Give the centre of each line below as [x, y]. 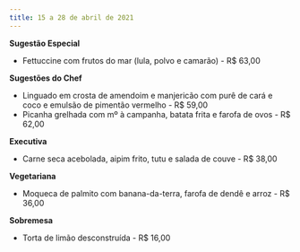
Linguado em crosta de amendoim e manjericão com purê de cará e [147, 95]
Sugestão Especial [45, 43]
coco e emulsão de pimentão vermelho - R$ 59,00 [115, 105]
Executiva [28, 141]
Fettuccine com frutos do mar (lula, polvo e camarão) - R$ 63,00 [141, 60]
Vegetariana [33, 176]
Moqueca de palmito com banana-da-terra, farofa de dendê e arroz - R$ [156, 193]
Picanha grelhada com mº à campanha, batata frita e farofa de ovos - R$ [156, 114]
